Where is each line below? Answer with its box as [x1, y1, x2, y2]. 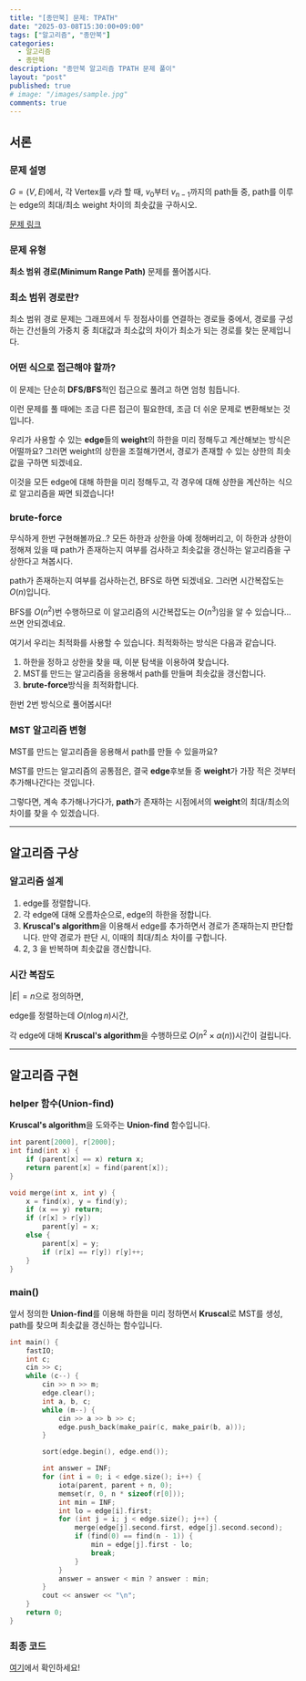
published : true [9, 81, 71, 90]
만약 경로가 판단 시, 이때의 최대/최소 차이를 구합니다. [42, 931, 228, 942]
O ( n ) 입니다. [9, 586, 51, 597]
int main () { [9, 1337, 59, 1346]
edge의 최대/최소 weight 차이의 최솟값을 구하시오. [18, 199, 198, 210]
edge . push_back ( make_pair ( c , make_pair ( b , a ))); [57, 1422, 247, 1432]
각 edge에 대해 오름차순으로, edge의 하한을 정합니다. [22, 908, 212, 919]
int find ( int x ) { [9, 1147, 79, 1156]
